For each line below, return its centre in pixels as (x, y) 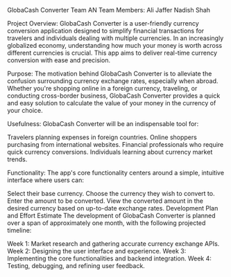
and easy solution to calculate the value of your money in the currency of (112, 103)
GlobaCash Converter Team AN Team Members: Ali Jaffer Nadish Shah (109, 10)
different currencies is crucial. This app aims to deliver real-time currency (112, 53)
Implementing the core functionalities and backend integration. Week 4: (109, 258)
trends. (17, 159)
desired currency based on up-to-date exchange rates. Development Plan (113, 208)
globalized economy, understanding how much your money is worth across (115, 45)
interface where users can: (46, 180)
